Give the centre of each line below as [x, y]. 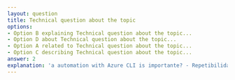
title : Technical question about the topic [72, 20]
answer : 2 [22, 59]
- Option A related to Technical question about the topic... [100, 46]
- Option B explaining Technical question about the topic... [100, 33]
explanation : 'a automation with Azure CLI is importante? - [98, 65]
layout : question [33, 14]
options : [20, 26]
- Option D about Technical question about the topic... [92, 40]
